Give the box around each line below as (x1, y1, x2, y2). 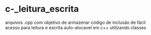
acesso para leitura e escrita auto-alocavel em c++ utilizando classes (5, 24, 147, 30)
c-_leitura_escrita (5, 3, 79, 15)
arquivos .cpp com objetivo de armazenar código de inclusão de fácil (5, 19, 146, 25)
